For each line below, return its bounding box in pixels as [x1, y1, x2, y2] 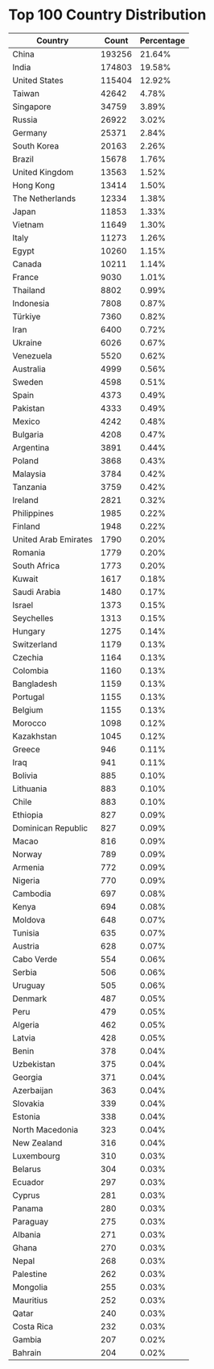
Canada [12, 258, 42, 270]
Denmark [12, 993, 47, 1004]
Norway [12, 848, 43, 860]
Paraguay [12, 1216, 49, 1227]
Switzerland [12, 638, 58, 650]
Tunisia [12, 927, 40, 938]
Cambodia [12, 888, 51, 899]
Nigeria [12, 874, 40, 885]
